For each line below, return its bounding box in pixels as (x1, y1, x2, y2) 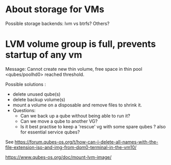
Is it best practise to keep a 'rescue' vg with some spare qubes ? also (20, 123, 166, 129)
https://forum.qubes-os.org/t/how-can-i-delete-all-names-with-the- (14, 139, 158, 145)
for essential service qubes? (20, 129, 80, 135)
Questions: (12, 107, 36, 113)
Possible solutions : (5, 81, 46, 87)
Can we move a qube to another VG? (20, 118, 98, 124)
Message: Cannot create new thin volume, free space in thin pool (5, 66, 142, 72)
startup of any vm (5, 49, 83, 61)
